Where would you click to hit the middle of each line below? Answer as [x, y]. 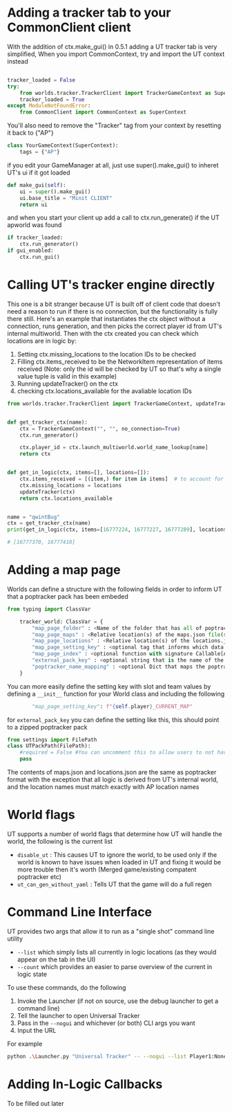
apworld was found [35, 225]
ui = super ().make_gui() [55, 192]
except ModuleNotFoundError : [49, 106]
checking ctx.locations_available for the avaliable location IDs [104, 391]
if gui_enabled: [30, 251]
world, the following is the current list [60, 841]
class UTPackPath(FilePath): [49, 746]
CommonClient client [69, 27]
